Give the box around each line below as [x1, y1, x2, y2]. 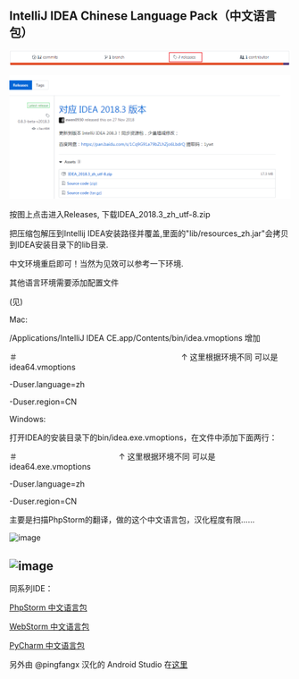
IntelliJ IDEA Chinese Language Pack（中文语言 [9, 8, 277, 24]
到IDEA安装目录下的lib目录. [9, 240, 109, 250]
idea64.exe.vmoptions [9, 462, 91, 472]
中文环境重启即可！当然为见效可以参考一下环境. [9, 259, 185, 269]
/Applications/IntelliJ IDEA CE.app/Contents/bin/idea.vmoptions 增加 [9, 333, 261, 344]
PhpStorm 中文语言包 [9, 602, 87, 613]
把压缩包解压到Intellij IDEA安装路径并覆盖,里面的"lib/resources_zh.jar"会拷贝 [9, 228, 289, 239]
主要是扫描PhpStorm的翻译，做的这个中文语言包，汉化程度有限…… [9, 514, 255, 525]
